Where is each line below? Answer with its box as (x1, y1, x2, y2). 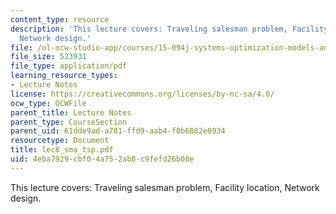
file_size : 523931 (10, 52, 87, 62)
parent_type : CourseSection (10, 117, 128, 127)
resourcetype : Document (10, 136, 110, 146)
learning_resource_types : (10, 71, 118, 81)
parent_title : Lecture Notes (10, 107, 132, 118)
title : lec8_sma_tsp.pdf (10, 145, 114, 155)
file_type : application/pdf (10, 61, 128, 71)
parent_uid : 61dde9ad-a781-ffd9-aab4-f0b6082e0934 (10, 126, 226, 136)
